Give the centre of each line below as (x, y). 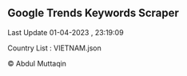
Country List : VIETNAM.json (54, 48)
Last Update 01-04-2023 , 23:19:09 (66, 32)
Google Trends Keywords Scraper (93, 13)
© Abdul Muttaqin (37, 63)
